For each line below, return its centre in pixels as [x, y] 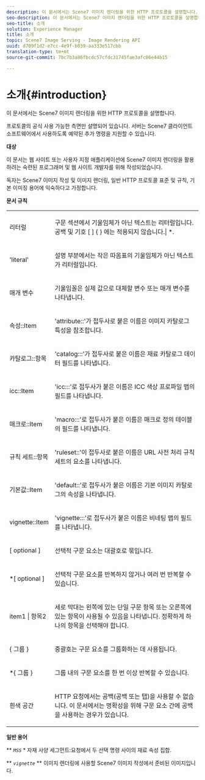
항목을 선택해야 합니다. [98, 625]
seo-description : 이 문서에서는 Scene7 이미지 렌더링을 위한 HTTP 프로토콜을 [95, 18]
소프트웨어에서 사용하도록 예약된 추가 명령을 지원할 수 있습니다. [81, 133]
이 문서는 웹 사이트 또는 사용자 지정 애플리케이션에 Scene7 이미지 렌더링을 [95, 159]
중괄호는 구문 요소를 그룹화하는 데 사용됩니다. [116, 649]
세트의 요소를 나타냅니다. [88, 461]
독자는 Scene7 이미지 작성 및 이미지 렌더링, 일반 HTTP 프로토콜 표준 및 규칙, [98, 180]
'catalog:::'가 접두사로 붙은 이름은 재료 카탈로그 [119, 353]
